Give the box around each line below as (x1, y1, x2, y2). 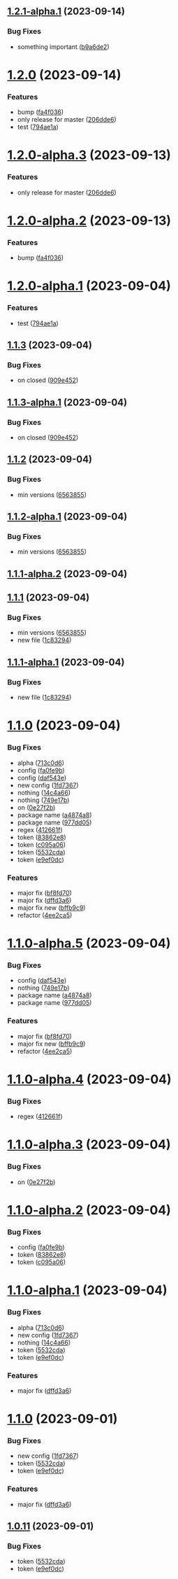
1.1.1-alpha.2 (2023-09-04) (7, 568, 128, 580)
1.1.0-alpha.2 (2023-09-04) (7, 1202, 171, 1218)
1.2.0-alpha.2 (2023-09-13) (7, 213, 172, 228)
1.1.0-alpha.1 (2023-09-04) (7, 1282, 168, 1298)
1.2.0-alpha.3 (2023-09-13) (7, 147, 171, 163)
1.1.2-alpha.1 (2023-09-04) (7, 511, 128, 523)
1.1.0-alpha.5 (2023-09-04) (7, 936, 171, 951)
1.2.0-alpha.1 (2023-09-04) (7, 278, 171, 294)
